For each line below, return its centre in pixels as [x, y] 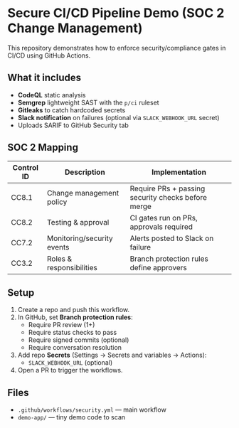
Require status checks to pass [73, 333]
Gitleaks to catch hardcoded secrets [71, 110]
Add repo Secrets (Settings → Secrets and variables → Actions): [112, 355]
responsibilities [72, 267]
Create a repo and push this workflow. [74, 310]
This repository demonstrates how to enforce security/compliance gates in [117, 48]
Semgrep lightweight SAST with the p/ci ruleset [88, 102]
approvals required [161, 227]
